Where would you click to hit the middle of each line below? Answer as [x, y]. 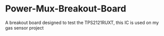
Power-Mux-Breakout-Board [66, 9]
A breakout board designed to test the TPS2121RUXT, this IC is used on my [82, 22]
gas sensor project [24, 27]
